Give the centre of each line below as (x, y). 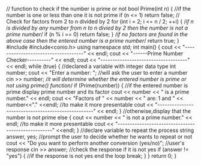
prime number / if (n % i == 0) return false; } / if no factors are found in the (97, 34)
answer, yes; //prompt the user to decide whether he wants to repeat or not (99, 137)
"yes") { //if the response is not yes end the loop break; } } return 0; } (91, 156)
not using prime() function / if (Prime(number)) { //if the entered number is (97, 86)
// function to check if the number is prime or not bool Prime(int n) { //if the (98, 9)
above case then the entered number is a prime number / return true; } (93, 41)
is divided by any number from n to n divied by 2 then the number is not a (97, 28)
